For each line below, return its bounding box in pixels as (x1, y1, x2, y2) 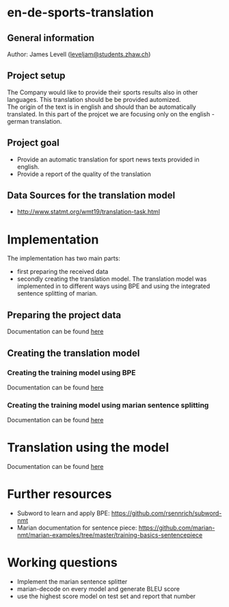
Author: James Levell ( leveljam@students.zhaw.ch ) (7, 50, 151, 58)
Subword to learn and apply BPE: (16, 509, 111, 517)
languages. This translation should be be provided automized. (7, 95, 181, 103)
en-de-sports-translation (7, 5, 154, 21)
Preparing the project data (7, 309, 122, 321)
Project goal (7, 137, 59, 148)
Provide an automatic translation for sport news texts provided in (16, 155, 200, 164)
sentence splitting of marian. (16, 289, 98, 298)
